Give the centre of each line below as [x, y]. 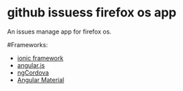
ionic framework [40, 58]
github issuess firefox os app [92, 13]
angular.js [31, 65]
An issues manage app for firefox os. [60, 31]
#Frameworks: [28, 44]
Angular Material [41, 79]
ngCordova [33, 73]
